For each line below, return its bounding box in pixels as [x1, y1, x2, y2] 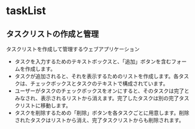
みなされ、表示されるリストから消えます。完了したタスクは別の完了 [14, 95, 179, 101]
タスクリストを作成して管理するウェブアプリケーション [6, 46, 140, 52]
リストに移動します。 [19, 102, 72, 109]
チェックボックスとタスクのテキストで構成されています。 [30, 80, 169, 87]
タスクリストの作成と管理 [6, 29, 99, 39]
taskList [6, 4, 46, 18]
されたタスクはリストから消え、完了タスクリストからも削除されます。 [14, 117, 184, 124]
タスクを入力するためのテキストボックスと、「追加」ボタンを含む [14, 58, 172, 65]
